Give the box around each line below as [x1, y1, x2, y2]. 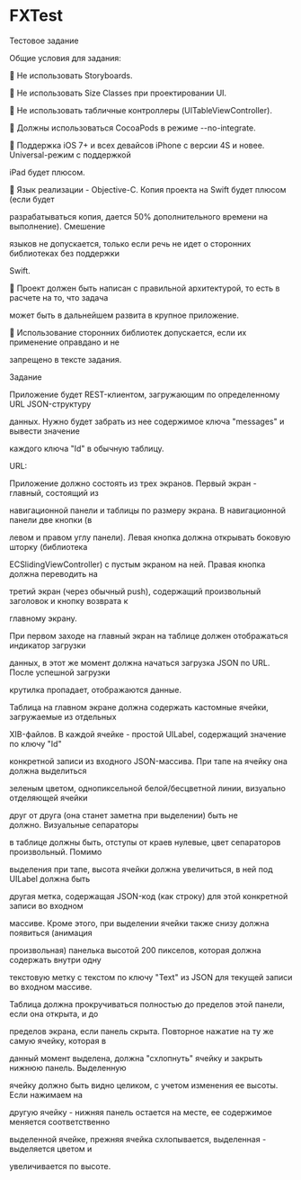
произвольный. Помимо [9, 846, 102, 857]
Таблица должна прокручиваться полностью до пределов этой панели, [9, 998, 286, 1009]
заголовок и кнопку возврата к [9, 595, 128, 606]
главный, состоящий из [9, 487, 99, 498]
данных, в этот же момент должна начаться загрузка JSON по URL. [9, 657, 270, 668]
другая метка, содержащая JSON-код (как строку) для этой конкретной [9, 890, 288, 901]
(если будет [9, 194, 55, 204]
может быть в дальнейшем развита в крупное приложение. [9, 310, 240, 320]
